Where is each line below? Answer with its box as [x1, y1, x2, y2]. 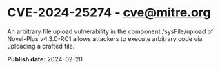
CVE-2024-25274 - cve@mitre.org [7, 5, 212, 20]
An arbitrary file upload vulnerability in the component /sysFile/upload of [7, 27, 214, 36]
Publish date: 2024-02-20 [7, 55, 83, 63]
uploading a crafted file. [7, 42, 75, 50]
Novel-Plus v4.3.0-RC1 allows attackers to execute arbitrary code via [7, 34, 203, 42]
